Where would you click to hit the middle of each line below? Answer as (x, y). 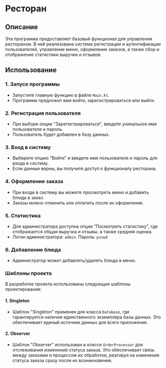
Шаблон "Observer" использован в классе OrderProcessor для (78, 344)
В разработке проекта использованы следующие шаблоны (68, 284)
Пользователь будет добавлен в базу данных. (61, 134)
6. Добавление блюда (33, 250)
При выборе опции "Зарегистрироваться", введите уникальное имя (84, 124)
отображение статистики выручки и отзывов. (53, 54)
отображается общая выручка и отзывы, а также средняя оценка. (82, 231)
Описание (22, 27)
